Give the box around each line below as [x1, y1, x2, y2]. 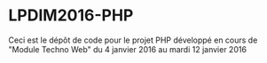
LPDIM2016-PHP [8, 5, 134, 26]
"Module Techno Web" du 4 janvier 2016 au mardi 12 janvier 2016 [8, 43, 247, 54]
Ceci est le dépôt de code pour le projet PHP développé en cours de [8, 35, 258, 45]
